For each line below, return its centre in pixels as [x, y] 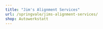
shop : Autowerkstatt [27, 19]
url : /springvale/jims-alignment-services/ [52, 14]
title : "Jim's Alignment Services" [43, 10]
